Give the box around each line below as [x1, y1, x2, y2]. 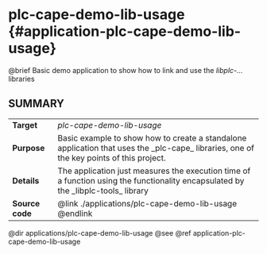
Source [12, 198, 41, 209]
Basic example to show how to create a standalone [57, 133, 247, 144]
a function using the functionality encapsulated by [57, 175, 245, 186]
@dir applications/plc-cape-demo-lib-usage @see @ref [8, 228, 192, 237]
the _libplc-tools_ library [57, 185, 149, 196]
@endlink [57, 208, 93, 219]
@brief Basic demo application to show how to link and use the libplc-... [8, 65, 244, 75]
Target [12, 119, 38, 130]
